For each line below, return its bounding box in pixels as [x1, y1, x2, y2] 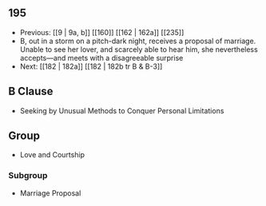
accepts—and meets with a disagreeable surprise [19, 53, 184, 62]
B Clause [8, 85, 54, 98]
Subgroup [8, 170, 48, 181]
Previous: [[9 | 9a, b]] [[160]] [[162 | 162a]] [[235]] [19, 27, 185, 37]
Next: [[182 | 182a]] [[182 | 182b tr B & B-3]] [19, 61, 163, 71]
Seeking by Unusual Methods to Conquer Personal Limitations [19, 105, 224, 115]
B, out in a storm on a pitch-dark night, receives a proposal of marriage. [19, 36, 256, 46]
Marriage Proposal [19, 188, 81, 198]
